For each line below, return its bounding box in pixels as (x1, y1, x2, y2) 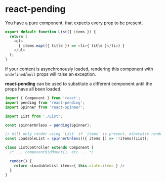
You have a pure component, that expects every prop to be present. (5, 20, 143, 26)
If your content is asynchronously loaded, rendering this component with (5, 66, 153, 72)
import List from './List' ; (5, 114, 63, 119)
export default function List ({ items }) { (5, 29, 96, 34)
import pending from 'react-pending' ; (5, 100, 85, 105)
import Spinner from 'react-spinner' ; (5, 105, 85, 110)
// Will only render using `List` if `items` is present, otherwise (5, 132, 149, 136)
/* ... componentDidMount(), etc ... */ (9, 150, 94, 155)
